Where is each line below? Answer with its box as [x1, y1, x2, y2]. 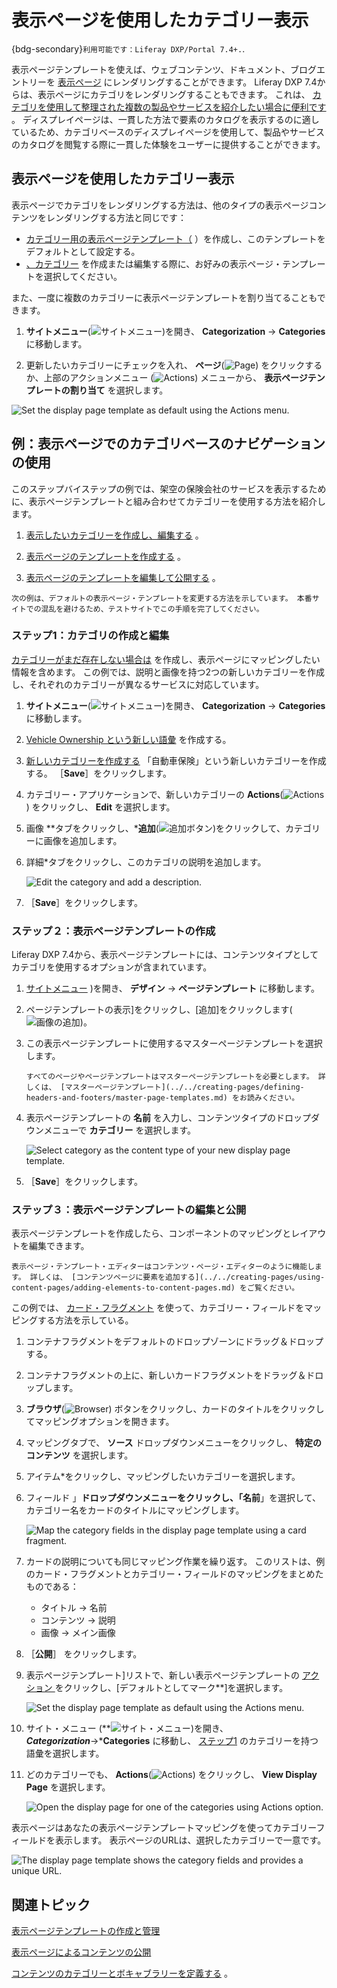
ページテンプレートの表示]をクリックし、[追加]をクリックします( [25, 1004, 293, 1016]
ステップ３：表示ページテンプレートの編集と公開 [11, 1203, 247, 1217]
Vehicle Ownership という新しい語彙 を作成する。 [25, 733, 232, 745]
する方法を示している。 [37, 1314, 134, 1326]
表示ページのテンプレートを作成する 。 [25, 550, 187, 562]
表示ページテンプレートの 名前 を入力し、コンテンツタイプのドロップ [25, 1112, 311, 1124]
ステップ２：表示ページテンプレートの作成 [11, 924, 216, 938]
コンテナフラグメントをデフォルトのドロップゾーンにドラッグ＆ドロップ [25, 1336, 324, 1348]
